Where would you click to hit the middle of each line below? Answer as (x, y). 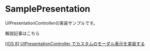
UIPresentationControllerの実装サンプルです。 (51, 23)
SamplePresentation (48, 9)
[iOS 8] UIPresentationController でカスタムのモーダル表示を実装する (75, 43)
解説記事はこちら (22, 33)
